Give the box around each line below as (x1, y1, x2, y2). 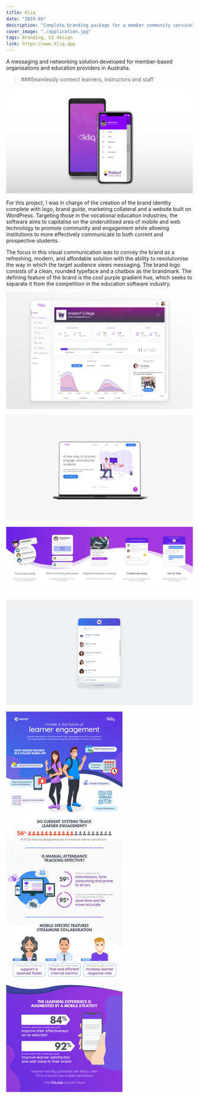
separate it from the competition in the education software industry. (6, 280, 171, 287)
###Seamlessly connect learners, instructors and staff (20, 76, 154, 83)
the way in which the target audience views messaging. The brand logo (6, 261, 181, 268)
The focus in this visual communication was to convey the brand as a (6, 248, 175, 256)
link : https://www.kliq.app (6, 41, 76, 47)
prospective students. (6, 237, 59, 244)
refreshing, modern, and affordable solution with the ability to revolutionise (6, 254, 188, 262)
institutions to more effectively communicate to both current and (6, 231, 163, 238)
